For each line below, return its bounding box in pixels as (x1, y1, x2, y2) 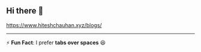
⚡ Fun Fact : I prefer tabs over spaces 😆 (6, 39, 106, 46)
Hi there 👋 (6, 6, 44, 16)
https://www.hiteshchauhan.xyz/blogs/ (6, 21, 102, 28)
